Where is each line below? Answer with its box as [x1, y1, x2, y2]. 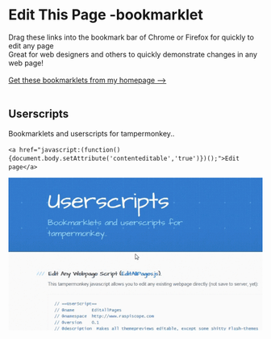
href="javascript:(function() [19, 145, 121, 154]
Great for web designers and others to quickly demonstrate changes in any [8, 49, 258, 59]
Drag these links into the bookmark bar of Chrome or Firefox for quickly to [8, 32, 254, 42]
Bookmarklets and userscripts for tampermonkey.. [8, 128, 175, 138]
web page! [8, 58, 44, 68]
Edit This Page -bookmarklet [8, 6, 203, 24]
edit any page [8, 40, 54, 50]
